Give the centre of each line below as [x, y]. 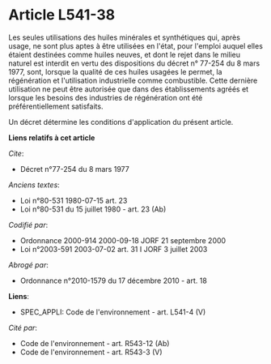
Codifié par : [28, 225]
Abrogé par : [28, 264]
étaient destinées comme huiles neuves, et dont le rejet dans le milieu [125, 54]
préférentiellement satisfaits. [56, 106]
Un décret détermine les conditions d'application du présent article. [121, 122]
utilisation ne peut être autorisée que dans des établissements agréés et [129, 89]
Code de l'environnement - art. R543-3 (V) [91, 352]
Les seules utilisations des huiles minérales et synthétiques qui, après [125, 37]
